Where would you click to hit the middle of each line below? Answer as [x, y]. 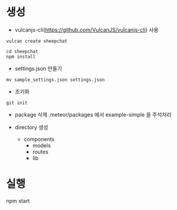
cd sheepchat [22, 51]
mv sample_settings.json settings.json [56, 80]
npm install [21, 57]
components [39, 139]
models [42, 145]
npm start [18, 200]
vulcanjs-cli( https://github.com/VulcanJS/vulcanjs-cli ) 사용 [86, 30]
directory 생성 [31, 127]
